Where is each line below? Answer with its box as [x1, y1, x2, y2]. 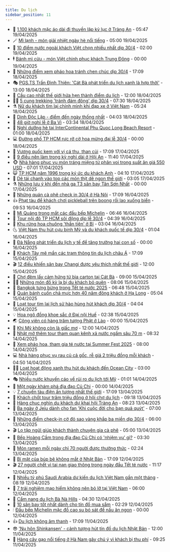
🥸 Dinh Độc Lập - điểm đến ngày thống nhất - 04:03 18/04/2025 [12, 114, 148, 120]
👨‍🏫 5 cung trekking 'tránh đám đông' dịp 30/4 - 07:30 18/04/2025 [12, 98, 151, 104]
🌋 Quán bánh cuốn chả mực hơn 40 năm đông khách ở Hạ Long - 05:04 [12, 290, 163, 296]
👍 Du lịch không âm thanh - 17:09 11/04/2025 [12, 518, 109, 524]
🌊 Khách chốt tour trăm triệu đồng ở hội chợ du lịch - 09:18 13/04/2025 [12, 394, 161, 400]
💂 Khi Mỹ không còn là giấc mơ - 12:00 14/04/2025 [12, 324, 119, 331]
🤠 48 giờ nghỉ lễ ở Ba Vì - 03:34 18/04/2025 [12, 119, 105, 125]
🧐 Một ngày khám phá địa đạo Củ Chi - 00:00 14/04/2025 [12, 383, 133, 389]
